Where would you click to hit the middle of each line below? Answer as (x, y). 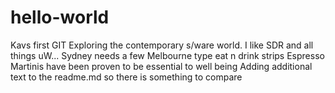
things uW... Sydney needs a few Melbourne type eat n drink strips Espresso (167, 55)
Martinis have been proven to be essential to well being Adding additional (161, 66)
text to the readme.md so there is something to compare (126, 77)
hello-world (60, 17)
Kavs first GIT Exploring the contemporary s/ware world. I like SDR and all (162, 45)
